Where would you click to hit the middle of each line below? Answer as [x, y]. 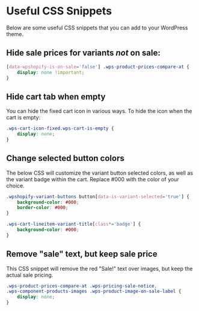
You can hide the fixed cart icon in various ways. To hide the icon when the [99, 111]
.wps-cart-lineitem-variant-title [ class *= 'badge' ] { [74, 224]
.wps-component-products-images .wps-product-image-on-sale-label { [94, 291]
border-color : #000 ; [43, 208]
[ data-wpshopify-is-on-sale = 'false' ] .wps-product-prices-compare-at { [98, 67]
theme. [15, 34]
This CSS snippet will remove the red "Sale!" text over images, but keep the [99, 268]
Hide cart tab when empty [56, 96]
